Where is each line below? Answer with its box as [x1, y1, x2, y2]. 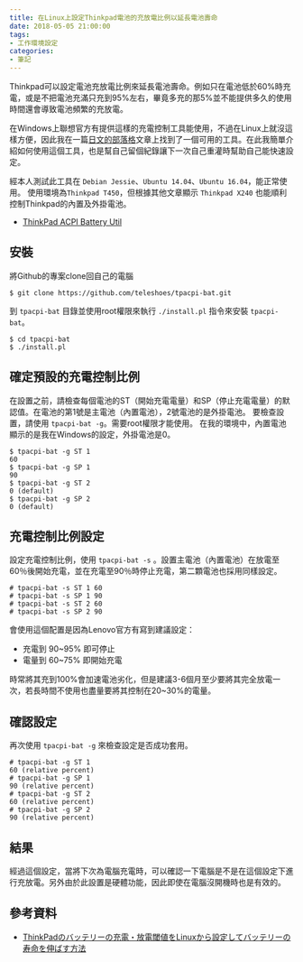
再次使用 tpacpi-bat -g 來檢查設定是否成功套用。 [9, 740, 193, 751]
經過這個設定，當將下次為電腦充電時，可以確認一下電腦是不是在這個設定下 [9, 865, 286, 876]
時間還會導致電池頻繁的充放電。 [9, 104, 128, 114]
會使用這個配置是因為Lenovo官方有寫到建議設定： [9, 624, 196, 635]
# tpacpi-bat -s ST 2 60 [9, 599, 103, 609]
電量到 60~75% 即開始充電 [22, 655, 123, 666]
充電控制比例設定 [9, 529, 105, 544]
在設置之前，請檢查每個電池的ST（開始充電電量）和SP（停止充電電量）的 [9, 394, 282, 406]
